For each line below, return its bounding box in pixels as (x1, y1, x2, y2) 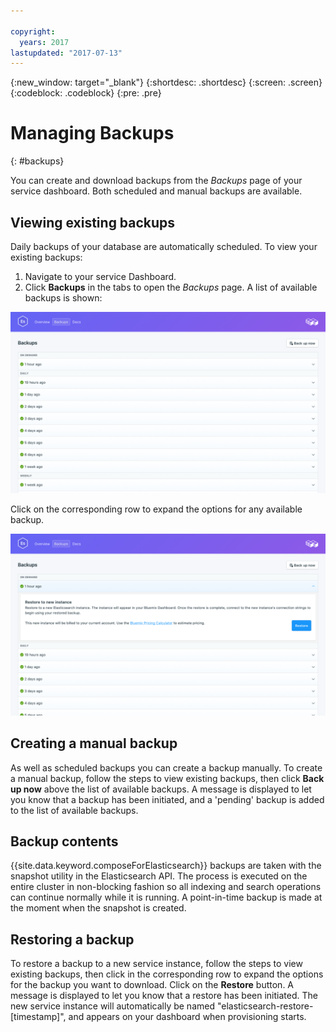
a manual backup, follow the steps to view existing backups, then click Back (10, 772, 325, 784)
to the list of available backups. (10, 804, 139, 816)
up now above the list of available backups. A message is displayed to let (10, 783, 312, 795)
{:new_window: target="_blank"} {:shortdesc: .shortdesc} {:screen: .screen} (10, 76, 323, 89)
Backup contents (10, 833, 119, 850)
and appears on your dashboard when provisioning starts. (68, 1011, 307, 1023)
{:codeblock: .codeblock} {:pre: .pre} (10, 87, 162, 99)
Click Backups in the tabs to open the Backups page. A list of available (24, 281, 318, 293)
